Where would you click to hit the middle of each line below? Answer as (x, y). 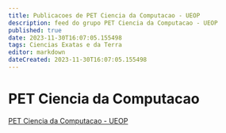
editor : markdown (37, 52)
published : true (35, 30)
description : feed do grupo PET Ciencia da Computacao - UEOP (113, 23)
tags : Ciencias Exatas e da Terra (65, 45)
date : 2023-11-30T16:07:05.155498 (65, 38)
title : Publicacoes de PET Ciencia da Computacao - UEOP (104, 15)
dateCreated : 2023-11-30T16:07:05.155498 (78, 60)
